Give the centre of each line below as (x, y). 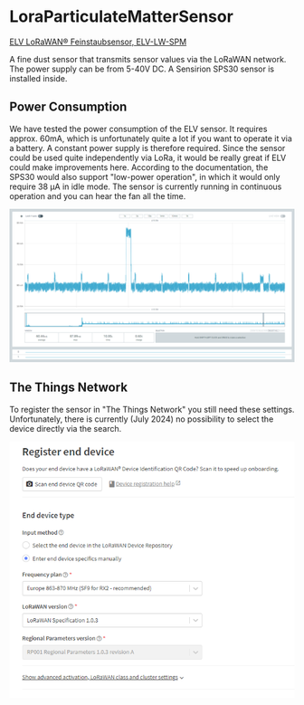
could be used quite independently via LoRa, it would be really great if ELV (148, 157)
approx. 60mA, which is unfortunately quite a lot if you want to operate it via (151, 138)
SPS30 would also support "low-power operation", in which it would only (145, 176)
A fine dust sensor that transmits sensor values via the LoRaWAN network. (148, 59)
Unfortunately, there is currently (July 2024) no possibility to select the (142, 419)
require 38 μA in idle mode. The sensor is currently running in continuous (146, 186)
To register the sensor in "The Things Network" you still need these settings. (152, 409)
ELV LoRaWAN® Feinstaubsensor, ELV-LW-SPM (98, 42)
